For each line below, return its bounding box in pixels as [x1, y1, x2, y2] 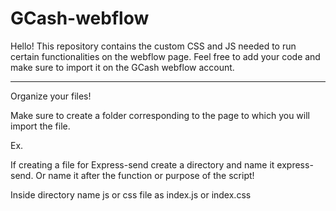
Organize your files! [10, 90, 92, 102]
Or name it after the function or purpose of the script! [35, 169, 255, 181]
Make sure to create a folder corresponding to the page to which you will [10, 109, 311, 121]
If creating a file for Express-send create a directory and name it [10, 158, 275, 171]
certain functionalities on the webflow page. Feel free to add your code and [10, 50, 321, 62]
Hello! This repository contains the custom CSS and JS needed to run [10, 40, 297, 52]
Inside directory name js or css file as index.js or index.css [10, 188, 252, 201]
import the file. [10, 120, 71, 132]
